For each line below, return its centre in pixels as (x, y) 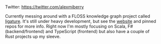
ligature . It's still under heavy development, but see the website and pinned (80, 21)
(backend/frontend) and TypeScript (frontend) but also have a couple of (77, 31)
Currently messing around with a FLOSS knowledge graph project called (78, 16)
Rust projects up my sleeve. (33, 36)
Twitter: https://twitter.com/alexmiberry (44, 7)
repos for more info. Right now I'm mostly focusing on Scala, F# (69, 26)
